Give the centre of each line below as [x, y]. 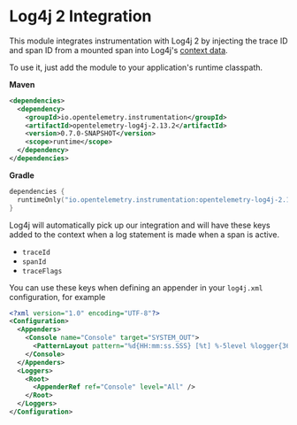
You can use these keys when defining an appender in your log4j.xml [136, 287]
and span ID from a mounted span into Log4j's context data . [118, 50]
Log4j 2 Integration [80, 16]
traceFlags [42, 271]
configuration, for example [57, 297]
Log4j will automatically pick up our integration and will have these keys [140, 225]
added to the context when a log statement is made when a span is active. [145, 234]
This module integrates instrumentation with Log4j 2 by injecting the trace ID [149, 41]
